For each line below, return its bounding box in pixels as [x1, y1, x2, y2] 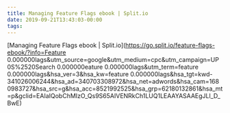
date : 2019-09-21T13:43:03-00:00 [7, 16, 103, 23]
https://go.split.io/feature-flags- [125, 42, 216, 50]
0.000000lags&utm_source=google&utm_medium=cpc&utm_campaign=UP [7, 56, 219, 64]
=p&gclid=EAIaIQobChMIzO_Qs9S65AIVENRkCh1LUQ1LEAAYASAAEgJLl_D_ [7, 92, 221, 100]
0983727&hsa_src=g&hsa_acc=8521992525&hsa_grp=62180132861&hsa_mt [7, 84, 223, 93]
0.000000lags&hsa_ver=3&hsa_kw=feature [7, 70, 129, 78]
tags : [7, 22, 23, 29]
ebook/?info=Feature [7, 48, 66, 56]
